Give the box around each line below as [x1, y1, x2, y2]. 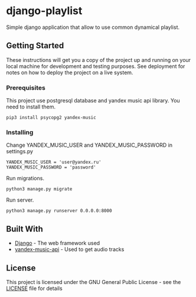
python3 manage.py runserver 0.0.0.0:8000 [6, 208, 112, 214]
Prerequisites [6, 84, 45, 92]
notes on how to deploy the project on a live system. [6, 69, 133, 76]
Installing [6, 128, 34, 136]
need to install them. [6, 103, 56, 110]
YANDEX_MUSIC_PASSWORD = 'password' [6, 164, 96, 170]
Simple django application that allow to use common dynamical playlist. [6, 24, 180, 31]
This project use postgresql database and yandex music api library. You [6, 97, 180, 104]
